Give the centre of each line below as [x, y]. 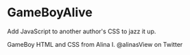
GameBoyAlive [50, 13]
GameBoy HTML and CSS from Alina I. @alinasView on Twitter [95, 44]
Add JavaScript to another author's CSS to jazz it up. [82, 31]
